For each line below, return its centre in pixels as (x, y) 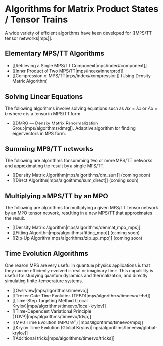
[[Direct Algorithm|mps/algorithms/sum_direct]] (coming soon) (75, 180)
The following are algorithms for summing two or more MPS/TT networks (79, 161)
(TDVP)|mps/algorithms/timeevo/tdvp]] (52, 316)
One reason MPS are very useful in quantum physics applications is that (78, 265)
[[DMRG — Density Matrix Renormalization (55, 123)
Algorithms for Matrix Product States (82, 9)
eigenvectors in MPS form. (39, 133)
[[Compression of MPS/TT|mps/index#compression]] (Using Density (81, 76)
